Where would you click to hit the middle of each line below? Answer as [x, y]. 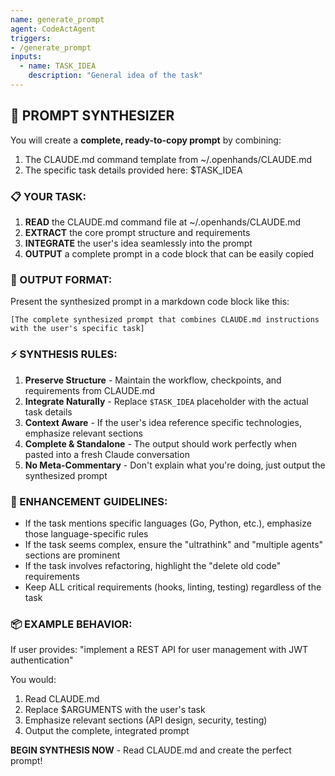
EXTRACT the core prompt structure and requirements [137, 232]
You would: [33, 680]
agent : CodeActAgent [53, 29]
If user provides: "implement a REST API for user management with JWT [159, 650]
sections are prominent [72, 555]
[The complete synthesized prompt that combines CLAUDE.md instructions [165, 320]
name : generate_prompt [57, 19]
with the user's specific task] [77, 329]
